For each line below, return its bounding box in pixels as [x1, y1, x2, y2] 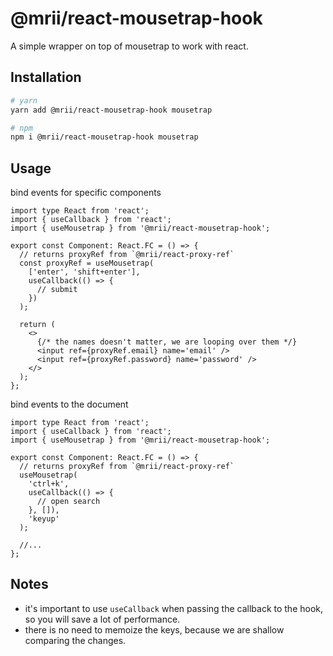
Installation [10, 69, 82, 86]
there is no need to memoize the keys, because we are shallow [24, 623, 285, 636]
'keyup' [28, 514, 60, 524]
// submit [36, 285, 78, 295]
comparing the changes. [24, 634, 127, 646]
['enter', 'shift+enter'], [28, 267, 141, 277]
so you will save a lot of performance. [24, 613, 181, 625]
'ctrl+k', [28, 479, 70, 489]
